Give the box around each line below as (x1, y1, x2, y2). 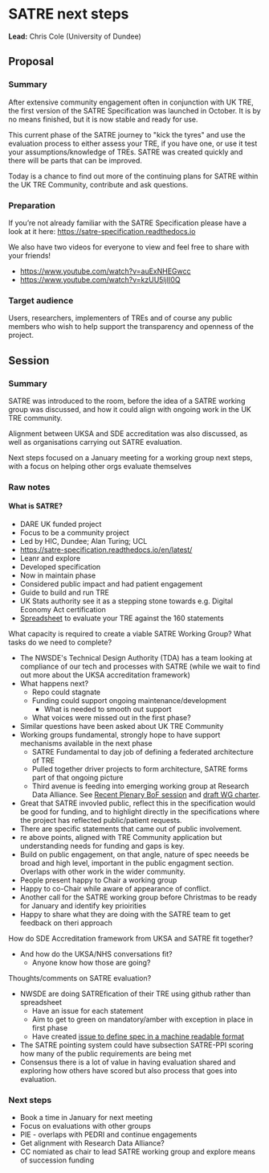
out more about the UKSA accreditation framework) (19, 670, 191, 680)
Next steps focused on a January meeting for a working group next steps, (8, 452, 253, 463)
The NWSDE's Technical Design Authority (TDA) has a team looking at (19, 653, 253, 663)
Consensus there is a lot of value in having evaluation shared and (19, 1057, 236, 1067)
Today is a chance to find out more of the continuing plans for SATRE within (8, 171, 259, 181)
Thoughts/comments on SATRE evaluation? (8, 973, 152, 983)
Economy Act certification (19, 605, 107, 615)
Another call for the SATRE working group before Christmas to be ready (19, 892, 257, 902)
